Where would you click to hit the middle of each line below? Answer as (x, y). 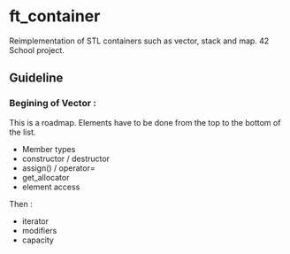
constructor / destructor (66, 158)
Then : (21, 204)
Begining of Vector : (53, 104)
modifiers (39, 230)
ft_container (55, 16)
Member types (49, 149)
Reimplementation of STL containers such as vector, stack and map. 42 (139, 41)
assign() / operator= (58, 168)
